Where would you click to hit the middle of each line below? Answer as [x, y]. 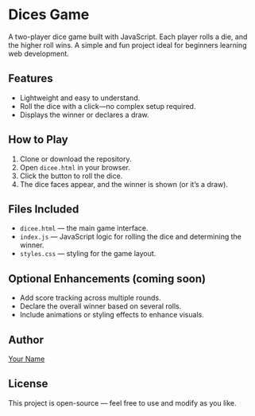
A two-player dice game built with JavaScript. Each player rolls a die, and [128, 37]
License [28, 384]
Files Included [44, 209]
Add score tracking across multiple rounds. [90, 298]
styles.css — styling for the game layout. [88, 254]
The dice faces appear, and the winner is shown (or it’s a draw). [124, 184]
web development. [39, 53]
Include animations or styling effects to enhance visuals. [112, 315]
